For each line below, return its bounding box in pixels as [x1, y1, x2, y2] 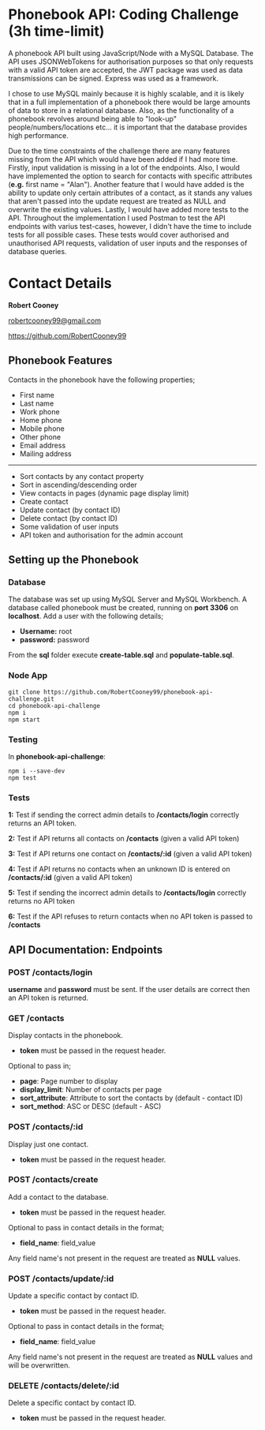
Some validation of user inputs [19, 522, 119, 531]
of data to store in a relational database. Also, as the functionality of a [8, 105, 234, 115]
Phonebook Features [8, 354, 113, 368]
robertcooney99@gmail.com [8, 316, 101, 325]
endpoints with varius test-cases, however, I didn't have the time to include [8, 221, 252, 230]
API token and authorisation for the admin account [19, 530, 184, 540]
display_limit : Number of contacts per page [19, 1085, 162, 1095]
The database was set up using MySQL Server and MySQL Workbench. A [8, 594, 247, 605]
